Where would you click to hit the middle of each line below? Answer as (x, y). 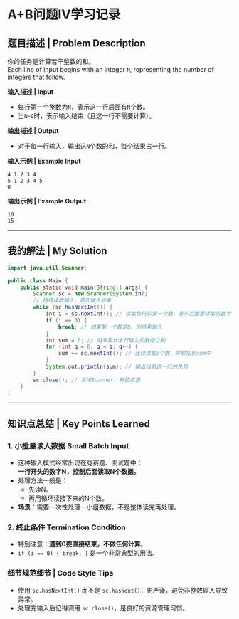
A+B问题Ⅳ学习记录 (64, 15)
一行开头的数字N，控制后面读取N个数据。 (79, 472)
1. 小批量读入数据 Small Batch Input (68, 445)
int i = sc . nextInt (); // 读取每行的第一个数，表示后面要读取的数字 (138, 314)
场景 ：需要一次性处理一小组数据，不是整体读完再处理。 (99, 507)
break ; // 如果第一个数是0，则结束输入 (110, 327)
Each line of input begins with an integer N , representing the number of (111, 69)
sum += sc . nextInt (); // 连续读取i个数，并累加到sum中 (134, 354)
